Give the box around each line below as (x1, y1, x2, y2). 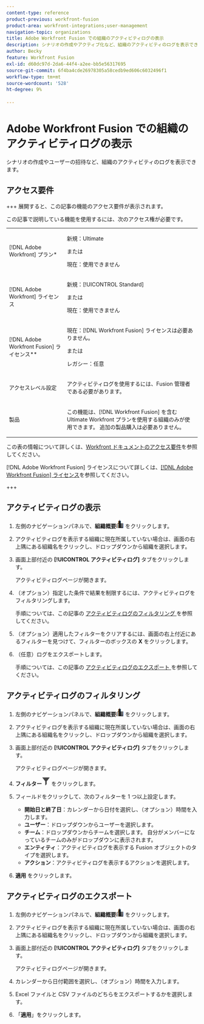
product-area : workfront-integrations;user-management (6, 22, 148, 29)
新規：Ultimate (66, 234, 104, 242)
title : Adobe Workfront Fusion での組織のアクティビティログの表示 (6, 35, 164, 42)
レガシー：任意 (66, 360, 104, 367)
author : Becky (6, 49, 42, 55)
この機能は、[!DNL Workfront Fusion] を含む (66, 408, 177, 415)
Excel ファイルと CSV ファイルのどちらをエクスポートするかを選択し (15, 991, 188, 998)
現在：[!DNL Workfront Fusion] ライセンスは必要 (66, 327, 188, 334)
